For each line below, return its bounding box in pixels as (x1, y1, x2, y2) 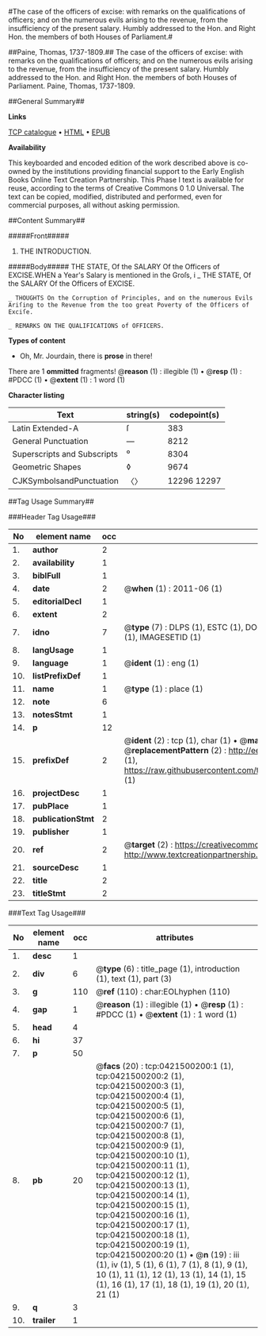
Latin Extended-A (12, 423, 79, 434)
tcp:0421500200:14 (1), (96, 1190, 190, 1200)
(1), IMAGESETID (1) (123, 631, 202, 643)
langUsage (32, 645, 74, 655)
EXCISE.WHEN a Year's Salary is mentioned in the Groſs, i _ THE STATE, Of (8, 270, 252, 280)
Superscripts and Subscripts (12, 449, 119, 459)
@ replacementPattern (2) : (123, 745, 227, 755)
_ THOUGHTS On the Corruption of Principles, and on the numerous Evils (8, 294, 253, 302)
